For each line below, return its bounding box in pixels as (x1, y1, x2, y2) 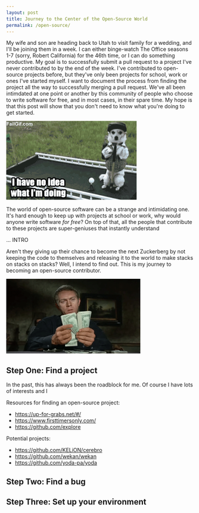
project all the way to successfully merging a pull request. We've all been (6, 84, 186, 91)
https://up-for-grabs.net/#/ (14, 411, 82, 418)
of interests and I (6, 388, 48, 395)
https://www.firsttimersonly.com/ (14, 417, 97, 424)
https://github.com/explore (14, 423, 81, 431)
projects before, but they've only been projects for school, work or (24, 71, 188, 78)
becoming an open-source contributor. (6, 267, 101, 274)
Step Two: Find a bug (6, 477, 86, 487)
